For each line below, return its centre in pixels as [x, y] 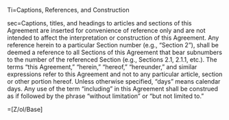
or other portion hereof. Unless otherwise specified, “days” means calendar [114, 81]
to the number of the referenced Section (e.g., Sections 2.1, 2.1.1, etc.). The [112, 60]
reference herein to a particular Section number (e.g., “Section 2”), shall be [113, 45]
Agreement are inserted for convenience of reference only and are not [106, 31]
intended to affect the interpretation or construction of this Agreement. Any [113, 38]
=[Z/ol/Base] [25, 109]
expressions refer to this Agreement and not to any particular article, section [115, 74]
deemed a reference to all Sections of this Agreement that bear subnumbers [115, 52]
